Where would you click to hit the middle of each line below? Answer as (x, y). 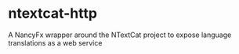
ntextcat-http (53, 13)
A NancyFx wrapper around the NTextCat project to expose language (120, 35)
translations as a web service (55, 42)
